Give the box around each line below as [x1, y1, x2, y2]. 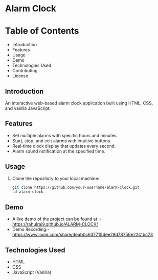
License [12, 73, 28, 79]
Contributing [12, 68, 38, 74]
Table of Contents [5, 25, 79, 37]
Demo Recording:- [12, 227, 50, 232]
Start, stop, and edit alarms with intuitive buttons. [12, 138, 112, 144]
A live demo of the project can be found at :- [12, 216, 102, 222]
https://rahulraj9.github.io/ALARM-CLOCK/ [12, 221, 98, 227]
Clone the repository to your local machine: [12, 175, 99, 181]
